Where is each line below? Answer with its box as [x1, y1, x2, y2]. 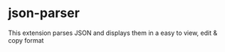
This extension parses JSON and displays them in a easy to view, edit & [8, 28, 218, 37]
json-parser [8, 5, 80, 21]
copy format [8, 36, 44, 44]
